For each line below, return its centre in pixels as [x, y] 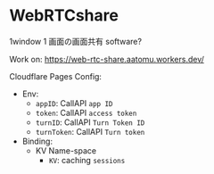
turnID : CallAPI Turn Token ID [90, 122]
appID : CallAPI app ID [74, 103]
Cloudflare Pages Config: [56, 76]
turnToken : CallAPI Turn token [90, 131]
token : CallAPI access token [86, 112]
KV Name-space [66, 150]
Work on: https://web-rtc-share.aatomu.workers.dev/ [107, 59]
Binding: [37, 141]
